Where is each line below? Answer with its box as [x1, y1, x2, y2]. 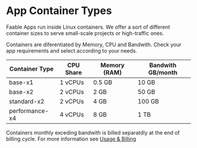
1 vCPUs [59, 78, 84, 86]
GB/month [148, 68, 178, 77]
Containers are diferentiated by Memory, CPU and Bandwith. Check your [6, 41, 182, 48]
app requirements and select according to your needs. [6, 47, 138, 54]
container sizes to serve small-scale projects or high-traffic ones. [6, 29, 164, 36]
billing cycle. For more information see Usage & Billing [6, 135, 137, 142]
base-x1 [9, 78, 34, 86]
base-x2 [9, 88, 34, 96]
